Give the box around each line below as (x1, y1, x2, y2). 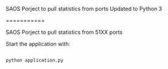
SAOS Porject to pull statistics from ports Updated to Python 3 (5, 5, 163, 12)
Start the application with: (5, 41, 71, 47)
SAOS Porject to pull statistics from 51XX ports (5, 28, 123, 36)
